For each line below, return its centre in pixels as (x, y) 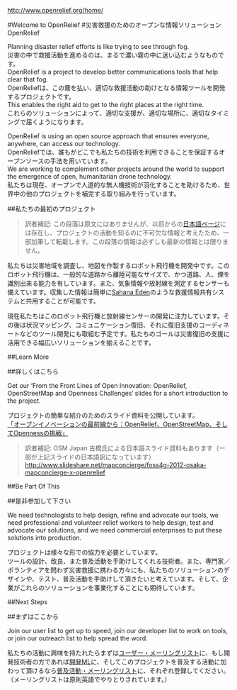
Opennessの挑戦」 (41, 433)
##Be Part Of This (34, 486)
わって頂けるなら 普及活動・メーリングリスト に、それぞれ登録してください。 (118, 670)
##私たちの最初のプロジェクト (52, 209)
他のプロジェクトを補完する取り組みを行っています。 (103, 194)
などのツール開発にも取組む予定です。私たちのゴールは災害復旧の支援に (125, 334)
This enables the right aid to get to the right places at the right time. (105, 105)
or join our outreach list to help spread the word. (78, 638)
